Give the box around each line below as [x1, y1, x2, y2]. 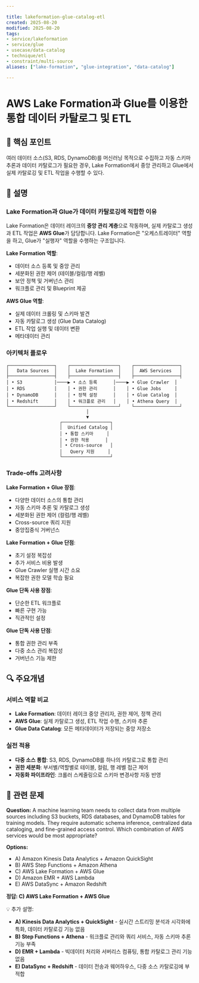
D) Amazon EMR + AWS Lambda [14, 874, 95, 881]
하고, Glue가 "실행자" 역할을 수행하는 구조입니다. [12, 237, 126, 245]
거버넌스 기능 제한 [14, 654, 57, 661]
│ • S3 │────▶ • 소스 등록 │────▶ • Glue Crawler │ [6, 379, 178, 385]
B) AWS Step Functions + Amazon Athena [14, 861, 117, 868]
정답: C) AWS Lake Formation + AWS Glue [6, 892, 110, 899]
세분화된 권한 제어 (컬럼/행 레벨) [14, 511, 89, 518]
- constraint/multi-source [6, 58, 73, 64]
